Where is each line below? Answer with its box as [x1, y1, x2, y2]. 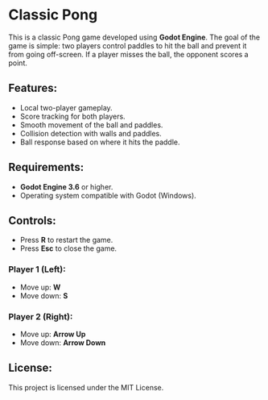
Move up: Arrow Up [19, 329, 86, 339]
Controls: [8, 214, 56, 227]
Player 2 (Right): [8, 310, 73, 322]
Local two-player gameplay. [19, 102, 113, 112]
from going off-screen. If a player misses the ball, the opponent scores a [8, 49, 249, 59]
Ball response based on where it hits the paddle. [19, 137, 180, 147]
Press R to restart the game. [19, 235, 113, 245]
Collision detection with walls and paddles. [19, 128, 163, 138]
